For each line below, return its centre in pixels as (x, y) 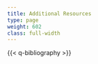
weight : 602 (24, 26)
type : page (23, 20)
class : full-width (34, 33)
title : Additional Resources (49, 14)
